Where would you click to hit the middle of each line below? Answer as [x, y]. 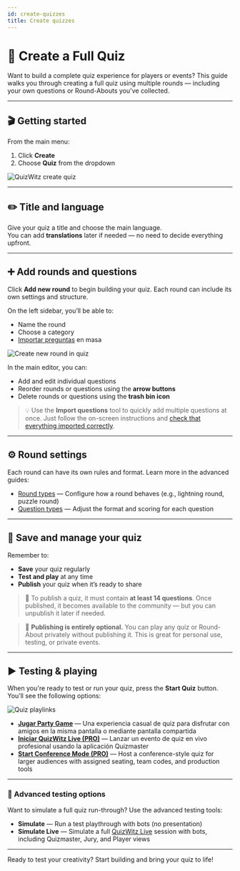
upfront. [19, 243]
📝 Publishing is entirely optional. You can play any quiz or [111, 627]
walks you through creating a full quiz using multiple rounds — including [114, 84]
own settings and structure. [48, 296]
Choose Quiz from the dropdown [66, 163]
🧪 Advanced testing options [56, 795]
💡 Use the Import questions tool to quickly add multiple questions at [126, 410]
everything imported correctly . [70, 426]
